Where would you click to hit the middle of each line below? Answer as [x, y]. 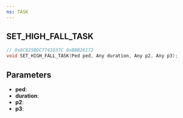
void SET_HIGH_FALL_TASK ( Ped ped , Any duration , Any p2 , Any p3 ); [92, 56]
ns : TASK [17, 12]
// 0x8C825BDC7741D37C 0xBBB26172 [50, 50]
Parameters [29, 75]
